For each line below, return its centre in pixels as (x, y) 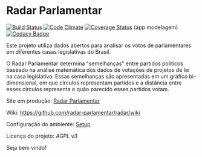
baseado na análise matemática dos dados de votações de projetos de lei (98, 69)
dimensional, (22, 83)
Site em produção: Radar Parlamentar (53, 101)
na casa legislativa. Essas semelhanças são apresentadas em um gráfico (97, 76)
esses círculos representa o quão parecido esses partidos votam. (88, 89)
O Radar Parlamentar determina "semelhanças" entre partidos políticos (95, 63)
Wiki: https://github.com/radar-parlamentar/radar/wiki (73, 112)
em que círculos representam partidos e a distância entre (110, 83)
